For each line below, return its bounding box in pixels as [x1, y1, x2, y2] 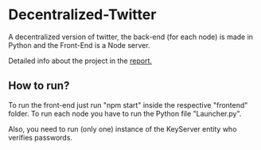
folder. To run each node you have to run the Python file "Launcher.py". [8, 109, 242, 118]
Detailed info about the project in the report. [8, 56, 153, 65]
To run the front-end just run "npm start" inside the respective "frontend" [8, 100, 248, 109]
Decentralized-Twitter [8, 6, 157, 24]
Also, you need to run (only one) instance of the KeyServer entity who [8, 124, 237, 133]
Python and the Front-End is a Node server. [8, 40, 150, 49]
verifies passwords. [8, 132, 73, 142]
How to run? [8, 79, 70, 93]
